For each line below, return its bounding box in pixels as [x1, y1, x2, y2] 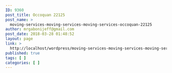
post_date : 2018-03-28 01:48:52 [5, 31, 74, 36]
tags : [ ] [5, 55, 27, 61]
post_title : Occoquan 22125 [5, 12, 66, 17]
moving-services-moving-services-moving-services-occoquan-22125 [10, 22, 153, 27]
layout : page [5, 36, 33, 42]
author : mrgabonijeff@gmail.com [5, 27, 74, 32]
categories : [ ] [5, 60, 40, 65]
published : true [5, 50, 40, 56]
